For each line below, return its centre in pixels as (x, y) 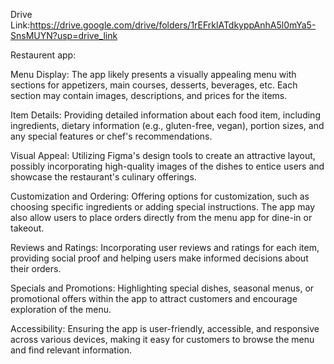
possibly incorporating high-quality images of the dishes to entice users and (167, 166)
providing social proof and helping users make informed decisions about (159, 258)
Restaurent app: (43, 55)
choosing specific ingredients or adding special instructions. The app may (163, 207)
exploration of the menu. (61, 309)
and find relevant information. (71, 350)
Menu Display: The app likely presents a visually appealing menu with (153, 74)
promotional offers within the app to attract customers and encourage (154, 298)
